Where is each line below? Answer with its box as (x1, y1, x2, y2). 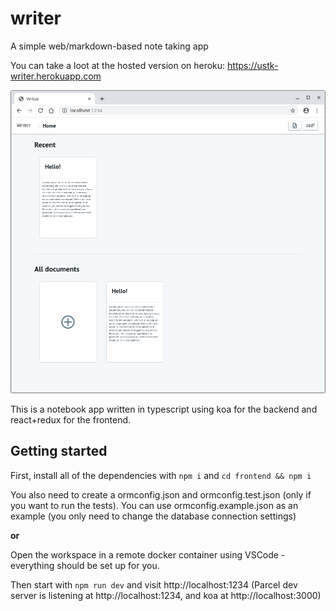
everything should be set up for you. (10, 559, 160, 571)
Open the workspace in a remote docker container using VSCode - (10, 548, 286, 561)
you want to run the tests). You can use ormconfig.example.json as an (10, 499, 299, 511)
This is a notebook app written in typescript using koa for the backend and (10, 403, 318, 415)
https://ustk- (227, 59, 279, 71)
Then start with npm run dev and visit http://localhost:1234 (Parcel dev (10, 578, 298, 591)
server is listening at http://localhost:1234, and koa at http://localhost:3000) (10, 589, 322, 601)
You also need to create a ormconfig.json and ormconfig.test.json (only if (10, 488, 312, 501)
